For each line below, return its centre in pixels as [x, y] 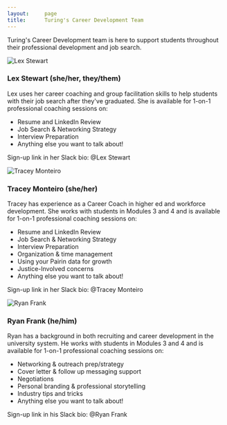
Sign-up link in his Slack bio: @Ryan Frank [67, 415]
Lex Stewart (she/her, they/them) [64, 78]
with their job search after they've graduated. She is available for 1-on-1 [109, 101]
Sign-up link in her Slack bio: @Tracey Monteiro [75, 290]
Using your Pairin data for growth [64, 261]
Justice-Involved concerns [55, 269]
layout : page [32, 14]
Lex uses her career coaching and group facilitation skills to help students [112, 94]
